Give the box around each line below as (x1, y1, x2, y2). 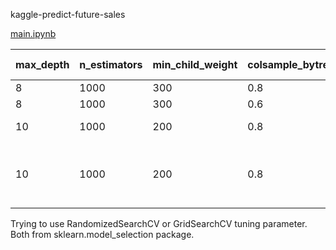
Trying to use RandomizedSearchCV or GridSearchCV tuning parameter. (10, 218, 308, 229)
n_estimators (79, 58, 143, 71)
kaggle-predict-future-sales (10, 9, 126, 20)
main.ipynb (10, 28, 57, 39)
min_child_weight (152, 58, 238, 71)
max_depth (15, 58, 70, 71)
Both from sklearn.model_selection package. (10, 229, 195, 240)
